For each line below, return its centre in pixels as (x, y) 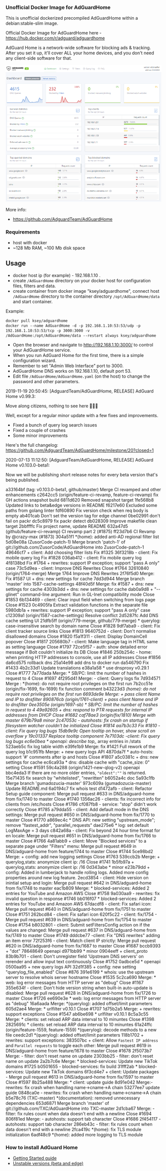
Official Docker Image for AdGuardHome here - (54, 33)
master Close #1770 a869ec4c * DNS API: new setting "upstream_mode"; (81, 820)
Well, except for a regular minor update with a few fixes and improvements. (82, 415)
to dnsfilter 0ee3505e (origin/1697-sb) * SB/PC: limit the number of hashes (82, 704)
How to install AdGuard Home (42, 1147)
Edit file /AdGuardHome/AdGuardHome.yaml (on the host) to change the (81, 376)
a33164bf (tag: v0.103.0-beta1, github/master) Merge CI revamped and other (83, 489)
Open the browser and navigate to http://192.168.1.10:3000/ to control (83, 345)
